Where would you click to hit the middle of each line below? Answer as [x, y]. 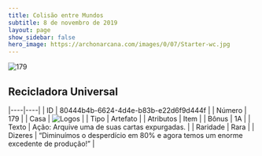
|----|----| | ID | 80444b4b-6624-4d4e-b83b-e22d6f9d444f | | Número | [127, 110]
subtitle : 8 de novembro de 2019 [63, 23]
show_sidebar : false [42, 37]
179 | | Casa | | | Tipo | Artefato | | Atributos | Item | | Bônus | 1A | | [129, 118]
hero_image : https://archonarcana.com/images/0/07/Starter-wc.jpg [119, 45]
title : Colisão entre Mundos [56, 15]
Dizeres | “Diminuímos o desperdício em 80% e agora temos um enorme [125, 135]
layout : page [30, 30]
